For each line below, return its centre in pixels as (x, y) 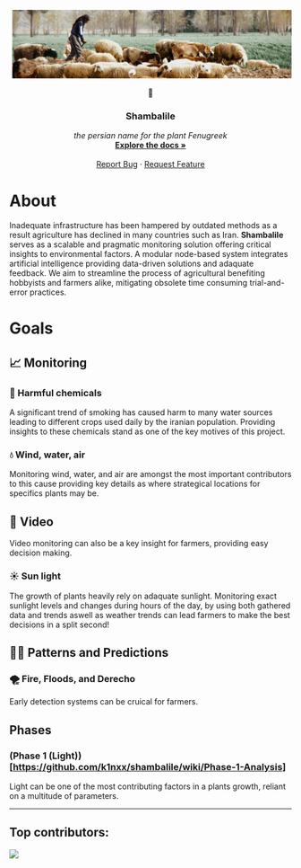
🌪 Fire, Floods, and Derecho (73, 678)
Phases (30, 730)
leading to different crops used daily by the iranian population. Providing (142, 422)
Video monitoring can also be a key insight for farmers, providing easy (139, 544)
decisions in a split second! (60, 624)
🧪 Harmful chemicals (56, 393)
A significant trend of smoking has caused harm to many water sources (141, 412)
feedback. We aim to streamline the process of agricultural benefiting (138, 273)
